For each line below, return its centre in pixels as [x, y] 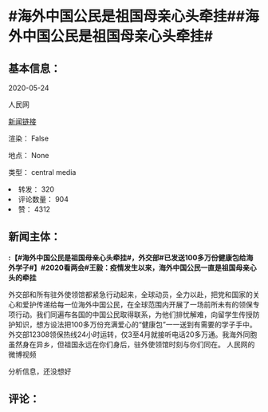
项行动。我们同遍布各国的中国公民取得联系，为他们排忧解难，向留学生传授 [130, 314]
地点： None [29, 155]
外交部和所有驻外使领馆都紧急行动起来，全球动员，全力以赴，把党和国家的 [130, 294]
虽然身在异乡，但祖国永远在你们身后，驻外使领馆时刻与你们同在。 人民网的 [132, 344]
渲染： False [29, 138]
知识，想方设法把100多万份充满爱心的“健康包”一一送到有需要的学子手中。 [136, 324]
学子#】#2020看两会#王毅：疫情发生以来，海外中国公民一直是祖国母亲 [132, 267]
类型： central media [42, 172]
